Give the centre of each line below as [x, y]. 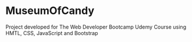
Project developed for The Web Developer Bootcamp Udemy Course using [96, 27]
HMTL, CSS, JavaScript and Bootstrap [52, 33]
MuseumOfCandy [50, 11]
